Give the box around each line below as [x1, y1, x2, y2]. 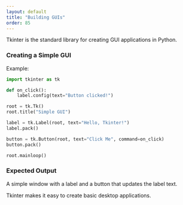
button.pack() [6, 142, 42, 148]
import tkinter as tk [6, 76, 60, 82]
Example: [6, 65, 29, 72]
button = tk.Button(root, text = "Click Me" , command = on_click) [6, 136, 164, 142]
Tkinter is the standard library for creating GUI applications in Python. [6, 36, 178, 44]
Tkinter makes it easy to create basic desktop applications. [6, 192, 151, 199]
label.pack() [6, 125, 39, 131]
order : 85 [6, 20, 31, 26]
